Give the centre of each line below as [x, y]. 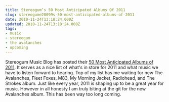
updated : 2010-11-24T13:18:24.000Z [43, 24]
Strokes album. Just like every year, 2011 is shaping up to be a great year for [85, 83]
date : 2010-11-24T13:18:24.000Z [39, 19]
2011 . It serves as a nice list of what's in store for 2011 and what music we [82, 67]
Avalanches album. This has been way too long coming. [63, 94]
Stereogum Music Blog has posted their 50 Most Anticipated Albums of [79, 62]
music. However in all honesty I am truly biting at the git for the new [75, 88]
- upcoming [17, 47]
